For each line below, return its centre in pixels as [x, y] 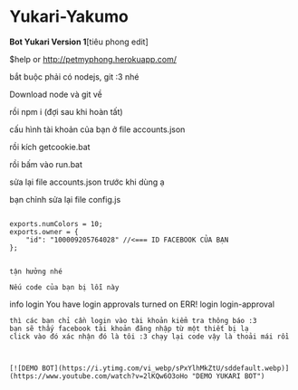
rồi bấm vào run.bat [46, 164]
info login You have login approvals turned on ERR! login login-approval [142, 304]
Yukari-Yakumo [69, 17]
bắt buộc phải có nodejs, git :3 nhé [74, 76]
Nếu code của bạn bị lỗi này [64, 287]
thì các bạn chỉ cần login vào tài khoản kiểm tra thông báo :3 [133, 320]
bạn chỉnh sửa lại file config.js [65, 199]
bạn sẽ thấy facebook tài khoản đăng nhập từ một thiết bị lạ [129, 328]
